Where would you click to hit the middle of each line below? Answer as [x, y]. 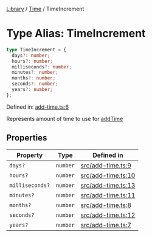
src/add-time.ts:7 [106, 225]
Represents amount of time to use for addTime [65, 119]
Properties [27, 138]
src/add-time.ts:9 [106, 166]
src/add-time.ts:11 [108, 195]
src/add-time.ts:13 [108, 185]
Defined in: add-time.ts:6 [37, 107]
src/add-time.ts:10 [108, 175]
